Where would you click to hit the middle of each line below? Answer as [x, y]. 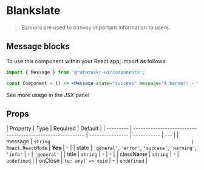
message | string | [100, 141]
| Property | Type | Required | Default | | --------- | [69, 129]
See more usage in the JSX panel [48, 95]
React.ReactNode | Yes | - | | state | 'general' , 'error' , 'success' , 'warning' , [102, 148]
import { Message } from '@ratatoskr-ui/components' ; [76, 72]
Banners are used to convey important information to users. [96, 27]
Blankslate [33, 11]
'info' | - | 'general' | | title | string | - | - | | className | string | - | [93, 154]
